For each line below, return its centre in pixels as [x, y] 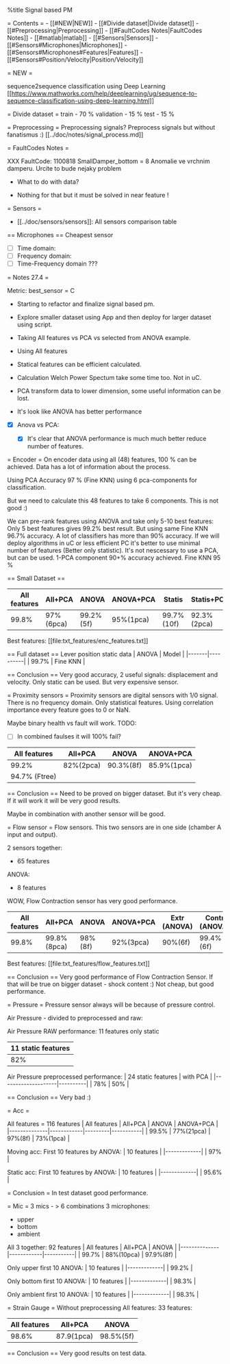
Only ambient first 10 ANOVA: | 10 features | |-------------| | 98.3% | [103, 1295]
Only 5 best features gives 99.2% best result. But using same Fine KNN [108, 529]
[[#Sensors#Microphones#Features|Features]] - [75, 52]
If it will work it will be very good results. [64, 801]
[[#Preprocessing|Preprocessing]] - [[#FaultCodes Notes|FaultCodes [105, 31]
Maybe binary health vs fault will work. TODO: [72, 723]
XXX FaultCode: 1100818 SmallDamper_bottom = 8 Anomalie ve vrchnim [108, 161]
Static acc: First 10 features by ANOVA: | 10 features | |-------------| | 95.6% [115, 1173]
